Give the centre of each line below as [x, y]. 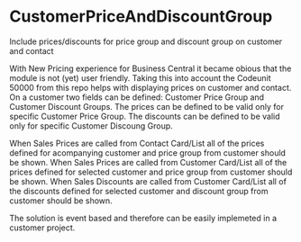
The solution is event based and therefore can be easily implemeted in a [143, 218]
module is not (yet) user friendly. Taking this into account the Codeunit [141, 77]
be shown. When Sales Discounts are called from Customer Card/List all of [148, 181]
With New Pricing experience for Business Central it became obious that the [150, 68]
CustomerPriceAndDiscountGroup [141, 17]
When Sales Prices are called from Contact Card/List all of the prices [137, 143]
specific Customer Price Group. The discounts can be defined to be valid [145, 116]
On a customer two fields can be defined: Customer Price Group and [137, 97]
